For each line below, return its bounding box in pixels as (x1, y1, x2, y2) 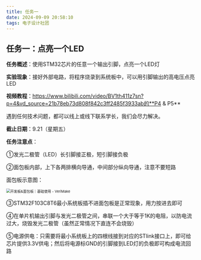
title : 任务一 (6, 8, 39, 15)
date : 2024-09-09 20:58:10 (6, 14, 74, 20)
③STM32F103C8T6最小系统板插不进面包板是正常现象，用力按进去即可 (6, 199, 182, 207)
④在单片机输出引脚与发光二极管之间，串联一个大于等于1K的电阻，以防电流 (6, 212, 193, 219)
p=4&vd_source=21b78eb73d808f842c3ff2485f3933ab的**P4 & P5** (6, 100, 181, 107)
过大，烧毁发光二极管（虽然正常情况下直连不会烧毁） (6, 220, 138, 227)
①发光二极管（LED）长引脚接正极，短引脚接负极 (6, 151, 129, 158)
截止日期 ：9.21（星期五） (6, 125, 69, 132)
